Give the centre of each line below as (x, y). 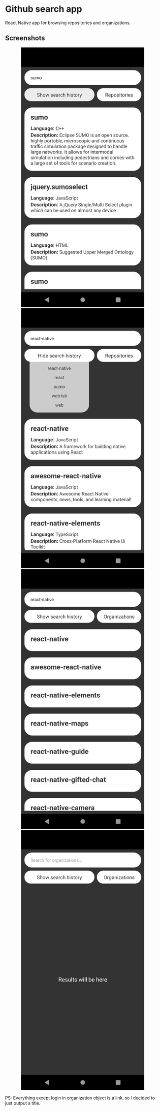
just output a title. (23, 1103)
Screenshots (25, 38)
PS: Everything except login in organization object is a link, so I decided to (80, 1098)
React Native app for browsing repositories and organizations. (68, 23)
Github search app (44, 9)
